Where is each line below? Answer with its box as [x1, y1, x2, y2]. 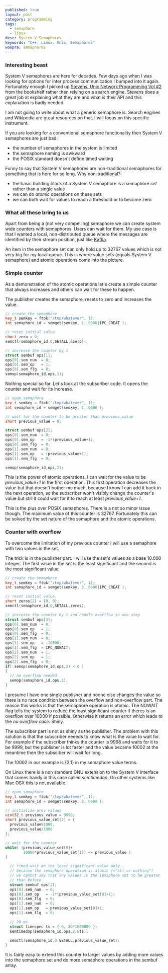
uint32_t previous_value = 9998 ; [5, 812, 75, 818]
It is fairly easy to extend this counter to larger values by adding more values [5, 952, 163, 958]
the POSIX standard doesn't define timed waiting [12, 156, 114, 162]
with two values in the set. [5, 545, 59, 551]
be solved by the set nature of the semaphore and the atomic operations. [5, 516, 156, 522]
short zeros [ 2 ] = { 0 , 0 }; [5, 598, 59, 604]
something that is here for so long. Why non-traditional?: [5, 171, 122, 177]
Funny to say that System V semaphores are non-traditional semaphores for [5, 165, 162, 171]
